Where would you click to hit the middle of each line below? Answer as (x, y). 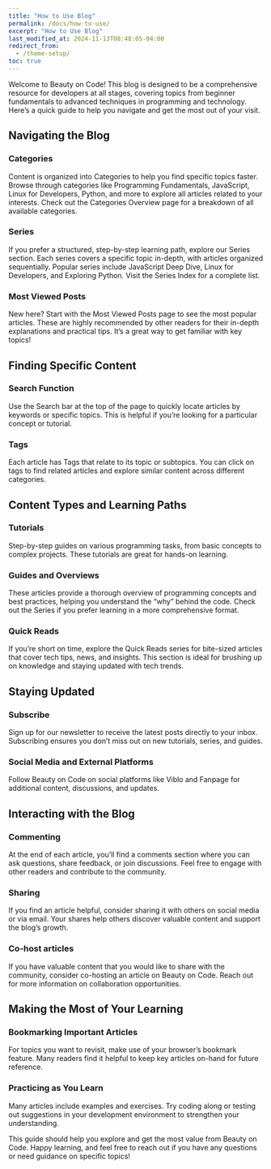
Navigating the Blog (59, 136)
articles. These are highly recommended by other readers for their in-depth (134, 323)
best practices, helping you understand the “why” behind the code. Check (132, 602)
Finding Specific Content (72, 365)
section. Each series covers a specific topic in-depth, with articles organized (136, 258)
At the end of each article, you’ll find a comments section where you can (129, 855)
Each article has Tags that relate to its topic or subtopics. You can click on (131, 462)
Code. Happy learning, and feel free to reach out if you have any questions (133, 1147)
